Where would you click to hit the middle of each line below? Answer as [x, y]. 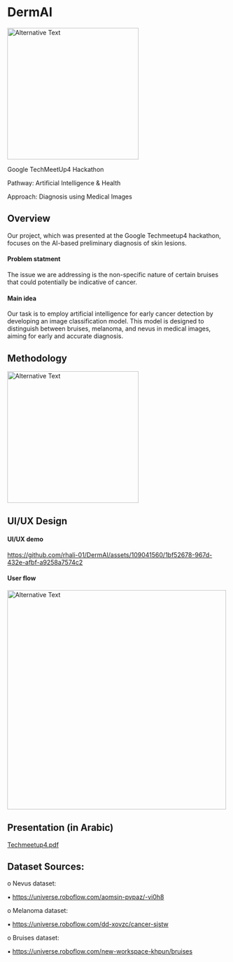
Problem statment [34, 259]
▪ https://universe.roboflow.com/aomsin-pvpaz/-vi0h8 [86, 897]
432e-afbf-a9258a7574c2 [45, 562]
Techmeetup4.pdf [33, 844]
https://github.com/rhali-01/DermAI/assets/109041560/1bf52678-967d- [110, 554]
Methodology [37, 358]
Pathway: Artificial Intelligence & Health [64, 182]
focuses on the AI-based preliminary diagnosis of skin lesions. [97, 243]
